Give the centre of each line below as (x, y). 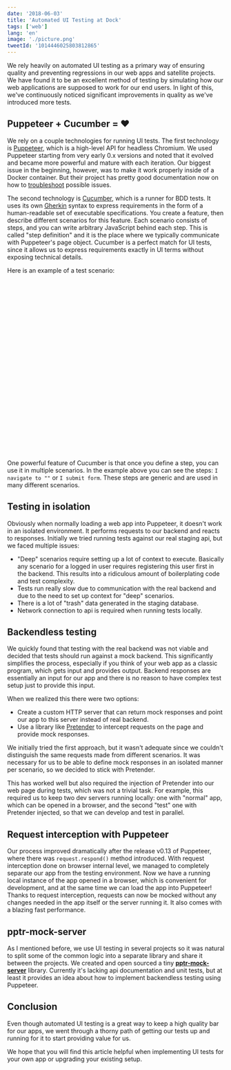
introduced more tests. (39, 102)
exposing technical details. (45, 257)
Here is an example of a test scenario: (61, 270)
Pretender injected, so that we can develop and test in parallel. (96, 813)
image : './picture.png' (41, 39)
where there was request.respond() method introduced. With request (106, 858)
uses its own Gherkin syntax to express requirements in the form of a (105, 206)
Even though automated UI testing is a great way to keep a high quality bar (113, 1023)
